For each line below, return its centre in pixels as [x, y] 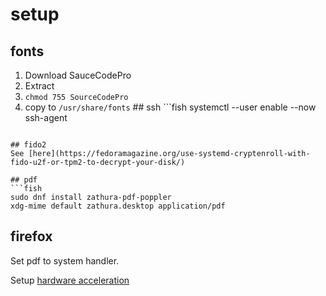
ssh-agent [46, 117]
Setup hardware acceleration [70, 280]
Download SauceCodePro [78, 75]
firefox [31, 236]
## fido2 [28, 145]
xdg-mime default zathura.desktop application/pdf [118, 206]
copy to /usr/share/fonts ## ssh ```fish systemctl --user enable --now [170, 107]
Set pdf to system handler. [65, 260]
